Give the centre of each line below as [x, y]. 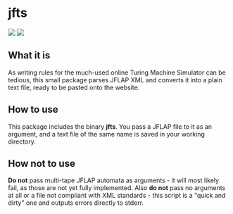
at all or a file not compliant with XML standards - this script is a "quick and [117, 196]
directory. [22, 141]
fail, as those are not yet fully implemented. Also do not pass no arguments [117, 188]
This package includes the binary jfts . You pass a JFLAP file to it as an [110, 126]
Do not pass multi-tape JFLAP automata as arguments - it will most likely [114, 180]
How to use [33, 109]
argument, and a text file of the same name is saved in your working [106, 134]
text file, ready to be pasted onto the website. [74, 87]
